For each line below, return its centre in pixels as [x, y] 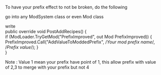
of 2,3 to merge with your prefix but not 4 [47, 67]
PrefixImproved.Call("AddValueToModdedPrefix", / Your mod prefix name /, [80, 42]
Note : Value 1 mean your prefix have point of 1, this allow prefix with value [81, 62]
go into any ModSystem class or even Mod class [54, 17]
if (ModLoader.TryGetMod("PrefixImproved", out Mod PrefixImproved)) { [79, 37]
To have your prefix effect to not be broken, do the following [66, 7]
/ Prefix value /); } [22, 47]
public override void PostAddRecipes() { [46, 31]
